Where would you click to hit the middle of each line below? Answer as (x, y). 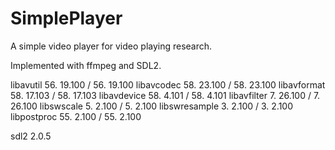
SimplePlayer (66, 18)
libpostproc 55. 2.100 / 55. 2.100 (76, 116)
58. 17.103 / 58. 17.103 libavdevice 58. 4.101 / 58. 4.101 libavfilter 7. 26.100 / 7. (165, 95)
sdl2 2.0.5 (31, 136)
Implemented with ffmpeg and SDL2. (86, 65)
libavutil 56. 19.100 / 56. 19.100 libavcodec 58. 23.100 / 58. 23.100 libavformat (168, 84)
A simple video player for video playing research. (111, 46)
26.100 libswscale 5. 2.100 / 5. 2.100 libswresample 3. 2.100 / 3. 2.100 (151, 106)
